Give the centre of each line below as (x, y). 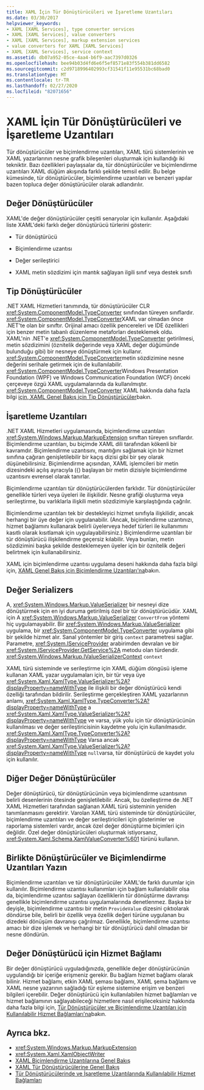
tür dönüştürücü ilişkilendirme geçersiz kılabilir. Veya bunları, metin (90, 539)
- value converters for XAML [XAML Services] (65, 46)
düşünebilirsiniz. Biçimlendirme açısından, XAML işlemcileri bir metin (92, 464)
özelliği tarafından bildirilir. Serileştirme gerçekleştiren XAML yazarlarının (97, 694)
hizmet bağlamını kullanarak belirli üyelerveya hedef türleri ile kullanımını (97, 526)
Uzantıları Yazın (37, 868)
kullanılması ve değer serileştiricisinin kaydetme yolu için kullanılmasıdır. (97, 727)
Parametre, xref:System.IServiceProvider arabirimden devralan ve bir (93, 643)
